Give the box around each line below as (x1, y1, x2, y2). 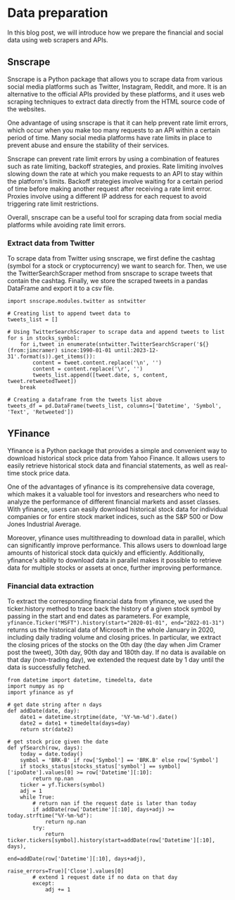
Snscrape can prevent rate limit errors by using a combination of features (7, 154, 220, 163)
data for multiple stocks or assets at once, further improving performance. (7, 563, 223, 572)
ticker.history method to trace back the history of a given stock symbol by (7, 604, 222, 613)
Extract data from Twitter (7, 238, 95, 248)
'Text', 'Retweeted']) (7, 408, 74, 416)
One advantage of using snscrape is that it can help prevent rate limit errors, (7, 118, 229, 127)
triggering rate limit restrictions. (7, 199, 99, 208)
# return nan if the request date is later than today (32, 800, 197, 807)
